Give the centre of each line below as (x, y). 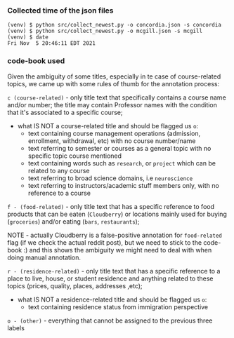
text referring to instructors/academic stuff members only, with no (123, 185)
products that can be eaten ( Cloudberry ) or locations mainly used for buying (117, 214)
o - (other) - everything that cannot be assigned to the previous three (110, 320)
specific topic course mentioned (74, 156)
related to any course (59, 170)
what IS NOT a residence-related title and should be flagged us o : (112, 299)
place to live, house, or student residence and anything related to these (110, 278)
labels (16, 327)
